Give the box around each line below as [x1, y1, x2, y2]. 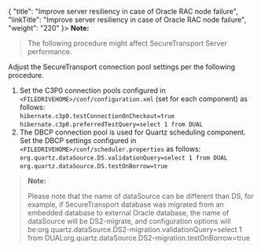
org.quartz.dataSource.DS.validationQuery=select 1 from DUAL [19, 154, 228, 162]
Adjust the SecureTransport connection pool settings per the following [8, 62, 236, 72]
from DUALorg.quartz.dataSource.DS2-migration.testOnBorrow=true [27, 233, 250, 242]
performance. [27, 47, 72, 56]
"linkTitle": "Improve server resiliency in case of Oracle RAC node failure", [8, 15, 246, 24]
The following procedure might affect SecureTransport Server [27, 39, 228, 48]
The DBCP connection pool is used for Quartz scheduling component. [19, 127, 246, 137]
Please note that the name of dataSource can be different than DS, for [27, 192, 254, 200]
